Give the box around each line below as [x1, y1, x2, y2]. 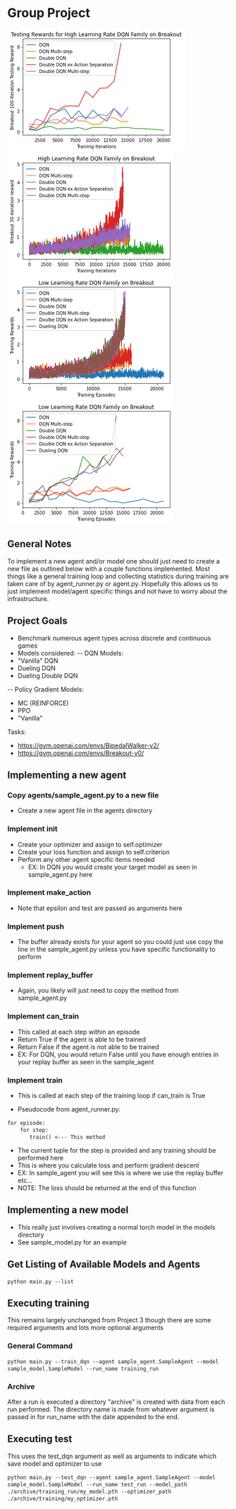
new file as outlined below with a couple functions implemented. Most [7, 564, 210, 573]
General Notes [7, 538, 72, 550]
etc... [17, 1176, 33, 1185]
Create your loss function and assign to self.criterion [17, 847, 170, 856]
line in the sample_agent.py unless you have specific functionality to [17, 945, 216, 954]
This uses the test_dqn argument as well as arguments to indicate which [7, 1452, 217, 1460]
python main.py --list [7, 1278, 74, 1285]
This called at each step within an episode [17, 1027, 140, 1036]
